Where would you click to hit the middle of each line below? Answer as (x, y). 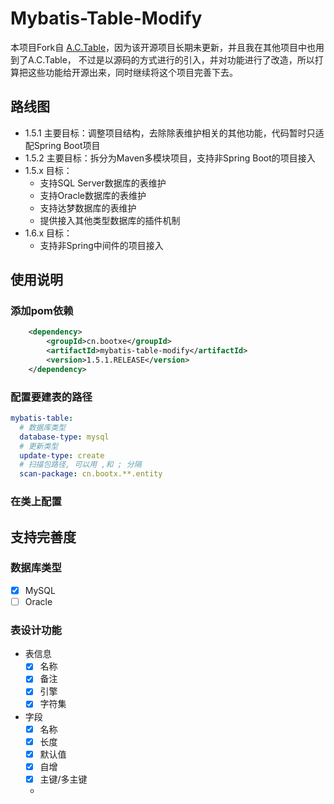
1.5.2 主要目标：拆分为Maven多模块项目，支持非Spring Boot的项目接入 (170, 158)
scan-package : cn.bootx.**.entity (91, 474)
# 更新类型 (39, 446)
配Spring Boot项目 (62, 145)
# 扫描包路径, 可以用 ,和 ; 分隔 (80, 465)
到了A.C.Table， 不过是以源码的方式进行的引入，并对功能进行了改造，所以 (162, 59)
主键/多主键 (63, 779)
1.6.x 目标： (48, 233)
